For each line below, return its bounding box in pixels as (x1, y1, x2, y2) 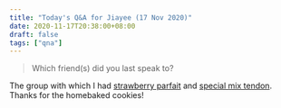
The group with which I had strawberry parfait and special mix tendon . (9, 80, 273, 91)
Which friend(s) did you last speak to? (31, 63, 174, 74)
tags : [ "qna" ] (9, 38, 63, 48)
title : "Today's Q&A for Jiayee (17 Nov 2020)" (9, 13, 193, 22)
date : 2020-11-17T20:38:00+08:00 (9, 22, 136, 31)
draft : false (9, 30, 59, 39)
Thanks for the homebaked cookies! (9, 90, 144, 101)
